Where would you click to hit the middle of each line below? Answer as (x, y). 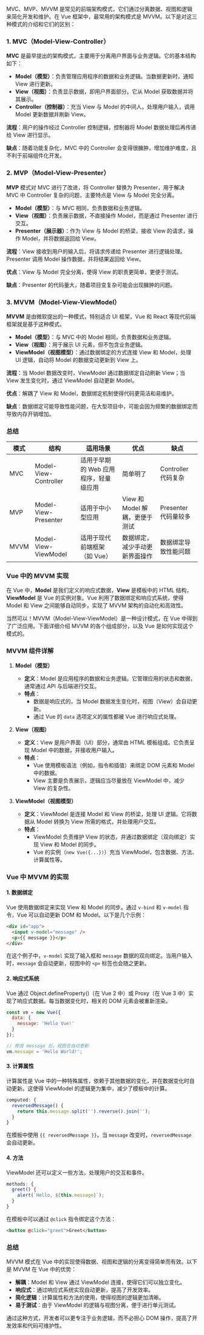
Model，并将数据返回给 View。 (61, 238)
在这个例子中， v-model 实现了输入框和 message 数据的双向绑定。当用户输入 (100, 956)
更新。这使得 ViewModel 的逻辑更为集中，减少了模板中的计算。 (91, 1088)
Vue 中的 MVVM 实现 (38, 576)
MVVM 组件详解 (30, 651)
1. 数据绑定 (20, 893)
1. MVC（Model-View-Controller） (58, 41)
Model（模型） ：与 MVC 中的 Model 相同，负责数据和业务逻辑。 (95, 337)
